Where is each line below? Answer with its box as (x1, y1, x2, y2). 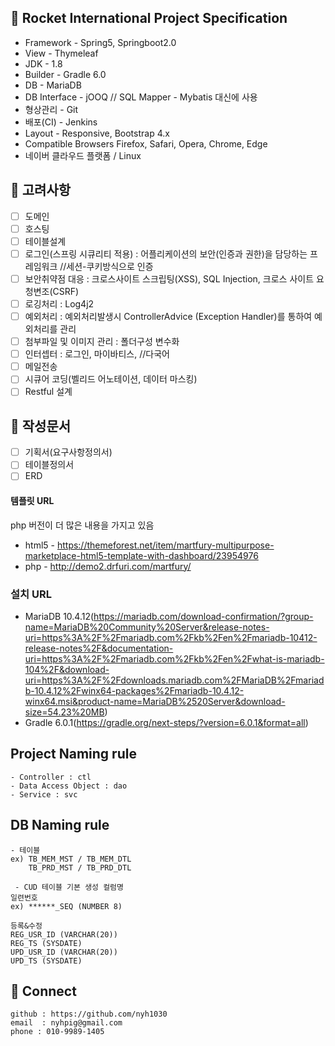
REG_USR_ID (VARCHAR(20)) (10, 929, 118, 940)
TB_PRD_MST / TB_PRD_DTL (28, 862, 132, 873)
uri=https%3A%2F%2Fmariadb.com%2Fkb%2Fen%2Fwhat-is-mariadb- (24, 652, 325, 665)
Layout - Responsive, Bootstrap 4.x (24, 127, 170, 139)
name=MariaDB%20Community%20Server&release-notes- (24, 621, 270, 633)
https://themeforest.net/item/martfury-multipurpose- (56, 539, 275, 551)
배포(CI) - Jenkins (24, 116, 98, 128)
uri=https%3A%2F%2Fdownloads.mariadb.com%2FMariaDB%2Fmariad (24, 674, 325, 686)
